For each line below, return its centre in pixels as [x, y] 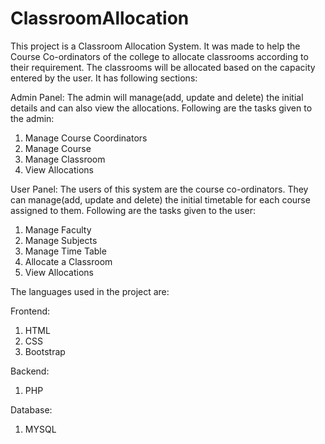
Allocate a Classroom [68, 261]
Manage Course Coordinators [86, 138]
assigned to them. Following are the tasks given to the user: [133, 210]
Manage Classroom [65, 159]
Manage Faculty [58, 229]
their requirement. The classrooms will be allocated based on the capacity [163, 67]
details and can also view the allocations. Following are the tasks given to [161, 108]
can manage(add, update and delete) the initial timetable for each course [160, 199]
